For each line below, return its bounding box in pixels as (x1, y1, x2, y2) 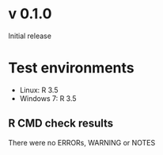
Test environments (8, 59, 135, 77)
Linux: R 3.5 (19, 85, 59, 95)
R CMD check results (8, 117, 114, 130)
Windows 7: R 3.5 (19, 93, 77, 103)
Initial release (8, 31, 51, 41)
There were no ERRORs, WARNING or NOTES (8, 138, 156, 147)
